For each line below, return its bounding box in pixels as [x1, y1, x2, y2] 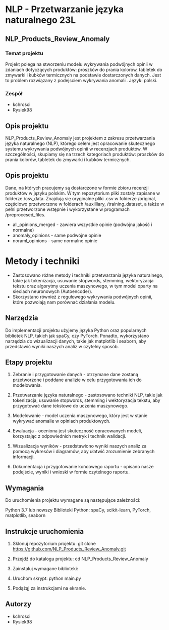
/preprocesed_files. [5, 211, 46, 217]
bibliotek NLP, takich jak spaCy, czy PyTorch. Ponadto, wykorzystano [5, 332, 149, 339]
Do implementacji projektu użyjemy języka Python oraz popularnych [5, 327, 147, 333]
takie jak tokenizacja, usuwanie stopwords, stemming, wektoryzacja [12, 277, 154, 283]
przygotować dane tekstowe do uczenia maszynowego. [12, 403, 129, 409]
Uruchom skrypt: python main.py [12, 575, 82, 581]
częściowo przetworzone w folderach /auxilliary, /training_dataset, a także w [5, 201, 164, 207]
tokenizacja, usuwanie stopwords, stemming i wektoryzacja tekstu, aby [12, 397, 160, 403]
